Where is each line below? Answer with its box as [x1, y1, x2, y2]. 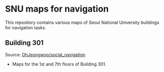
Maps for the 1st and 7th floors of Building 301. [12, 61, 107, 67]
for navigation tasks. [5, 24, 47, 30]
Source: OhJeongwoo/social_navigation [5, 52, 86, 57]
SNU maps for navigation [5, 3, 109, 15]
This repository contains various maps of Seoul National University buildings [5, 19, 160, 25]
